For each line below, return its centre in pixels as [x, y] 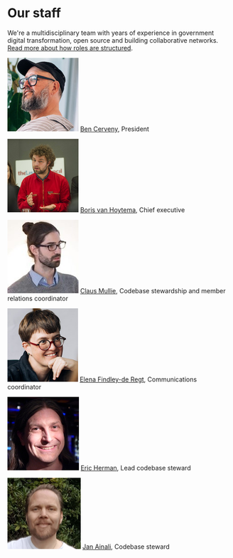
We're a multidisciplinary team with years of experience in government [111, 33]
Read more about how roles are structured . [70, 48]
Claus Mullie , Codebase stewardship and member [153, 290]
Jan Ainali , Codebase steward [126, 547]
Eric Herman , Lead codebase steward [136, 468]
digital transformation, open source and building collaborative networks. [113, 40]
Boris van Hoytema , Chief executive [132, 210]
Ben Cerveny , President [114, 129]
